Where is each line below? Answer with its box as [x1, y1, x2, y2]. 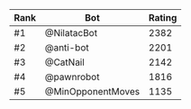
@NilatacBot [44, 27, 97, 39]
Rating [148, 12, 177, 23]
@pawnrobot [44, 71, 100, 83]
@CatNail [44, 56, 86, 68]
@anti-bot [44, 41, 89, 53]
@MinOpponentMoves [44, 86, 141, 97]
